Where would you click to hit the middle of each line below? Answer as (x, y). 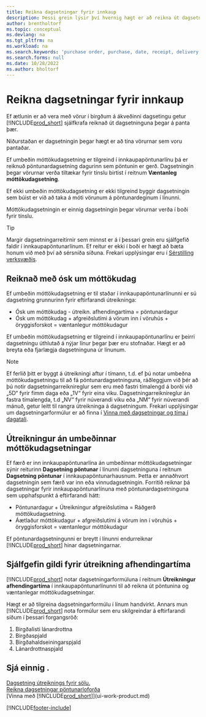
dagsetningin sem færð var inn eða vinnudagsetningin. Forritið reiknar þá (98, 482)
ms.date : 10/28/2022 (33, 63)
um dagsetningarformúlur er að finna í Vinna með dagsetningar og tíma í (97, 413)
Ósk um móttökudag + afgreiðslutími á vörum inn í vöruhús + (92, 318)
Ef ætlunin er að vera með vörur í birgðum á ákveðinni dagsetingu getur (96, 117)
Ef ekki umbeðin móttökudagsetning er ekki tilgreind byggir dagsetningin (98, 191)
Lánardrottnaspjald (39, 648)
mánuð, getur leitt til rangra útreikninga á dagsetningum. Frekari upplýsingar (102, 406)
